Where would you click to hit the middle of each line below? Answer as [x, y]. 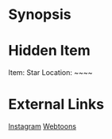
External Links [56, 105]
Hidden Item [50, 51]
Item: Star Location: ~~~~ [50, 73]
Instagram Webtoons [42, 126]
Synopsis [40, 15]
